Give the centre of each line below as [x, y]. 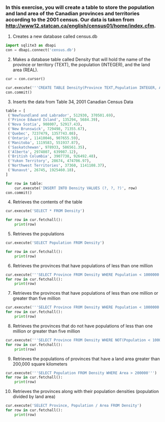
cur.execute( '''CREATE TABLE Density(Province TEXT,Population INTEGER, [81, 87]
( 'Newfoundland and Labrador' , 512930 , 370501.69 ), [61, 115]
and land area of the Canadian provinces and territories [73, 13]
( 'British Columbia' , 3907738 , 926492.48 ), [53, 156]
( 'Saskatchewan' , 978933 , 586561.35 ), [47, 147]
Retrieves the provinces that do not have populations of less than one [83, 326]
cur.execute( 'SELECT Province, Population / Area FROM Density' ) [73, 406]
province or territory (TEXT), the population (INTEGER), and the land [81, 65]
